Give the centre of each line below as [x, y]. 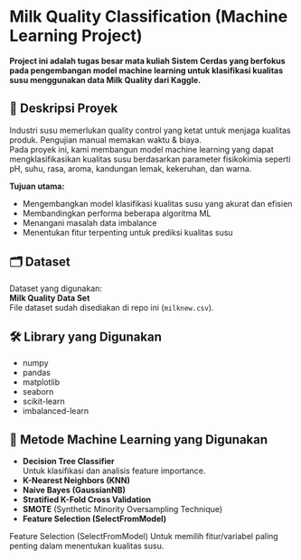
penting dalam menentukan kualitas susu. [87, 546]
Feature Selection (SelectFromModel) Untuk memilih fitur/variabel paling [144, 537]
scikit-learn [43, 401]
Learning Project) [76, 36]
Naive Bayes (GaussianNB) [74, 490]
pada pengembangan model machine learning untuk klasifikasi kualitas [146, 70]
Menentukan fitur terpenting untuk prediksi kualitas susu [127, 232]
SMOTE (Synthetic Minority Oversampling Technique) [122, 509]
